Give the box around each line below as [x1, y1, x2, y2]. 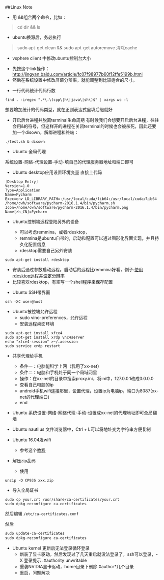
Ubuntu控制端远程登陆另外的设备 [12, 219, 80, 225]
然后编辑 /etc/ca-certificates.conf [5, 511, 79, 516]
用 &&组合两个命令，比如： [12, 14, 67, 20]
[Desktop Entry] [5, 179, 38, 184]
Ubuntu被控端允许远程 [12, 309, 58, 314]
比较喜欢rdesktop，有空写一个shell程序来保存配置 [12, 279, 113, 285]
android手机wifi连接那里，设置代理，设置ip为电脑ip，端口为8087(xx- [19, 388, 159, 393]
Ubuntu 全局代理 [12, 149, 46, 154]
